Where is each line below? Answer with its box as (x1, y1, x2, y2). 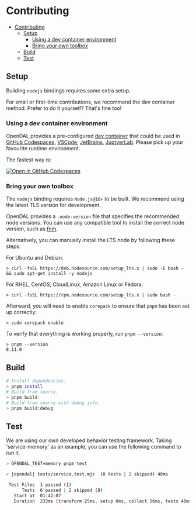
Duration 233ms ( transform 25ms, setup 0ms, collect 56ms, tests (13, 498, 179, 504)
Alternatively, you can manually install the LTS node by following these (6, 237, 176, 244)
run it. (6, 449, 20, 457)
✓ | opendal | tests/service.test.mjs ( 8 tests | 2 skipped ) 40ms (6, 471, 169, 477)
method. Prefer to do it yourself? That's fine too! (6, 104, 122, 112)
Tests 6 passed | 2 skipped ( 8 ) (21, 487, 103, 493)
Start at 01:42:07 (13, 492, 61, 498)
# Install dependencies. (6, 378, 66, 384)
